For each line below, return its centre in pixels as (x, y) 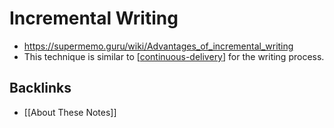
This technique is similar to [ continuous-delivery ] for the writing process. (174, 56)
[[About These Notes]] (70, 112)
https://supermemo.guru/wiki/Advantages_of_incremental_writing (158, 46)
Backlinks (40, 88)
